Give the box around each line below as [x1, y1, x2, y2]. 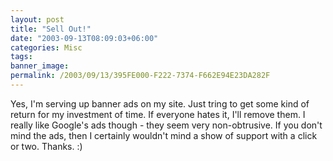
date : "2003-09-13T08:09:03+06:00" [10, 33, 159, 43]
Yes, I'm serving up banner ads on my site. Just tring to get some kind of [10, 97, 310, 110]
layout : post [10, 14, 65, 25]
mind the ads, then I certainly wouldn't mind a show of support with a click [10, 129, 318, 141]
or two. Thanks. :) [10, 140, 83, 152]
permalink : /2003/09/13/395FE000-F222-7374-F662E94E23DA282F [10, 71, 271, 81]
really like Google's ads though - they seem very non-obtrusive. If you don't [10, 119, 323, 131]
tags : [10, 52, 33, 62]
